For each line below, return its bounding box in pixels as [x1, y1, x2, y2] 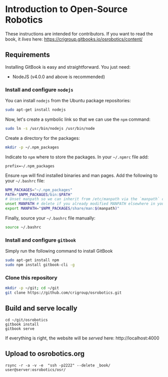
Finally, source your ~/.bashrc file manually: [5, 215, 96, 221]
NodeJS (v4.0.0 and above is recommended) [12, 74, 105, 80]
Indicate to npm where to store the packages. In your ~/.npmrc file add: [5, 154, 149, 160]
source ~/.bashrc [5, 225, 41, 230]
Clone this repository [5, 274, 57, 281]
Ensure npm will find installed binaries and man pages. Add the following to [5, 172, 158, 178]
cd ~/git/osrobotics [5, 317, 48, 322]
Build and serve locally [5, 304, 77, 313]
